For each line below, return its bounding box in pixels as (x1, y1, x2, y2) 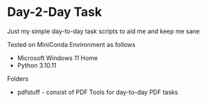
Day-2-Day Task (7, 4, 102, 20)
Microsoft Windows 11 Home (17, 53, 98, 62)
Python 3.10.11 (17, 61, 57, 69)
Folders (7, 74, 29, 83)
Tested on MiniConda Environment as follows (7, 40, 136, 48)
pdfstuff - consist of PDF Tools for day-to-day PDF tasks (17, 88, 178, 96)
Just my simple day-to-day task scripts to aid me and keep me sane (7, 27, 200, 35)
